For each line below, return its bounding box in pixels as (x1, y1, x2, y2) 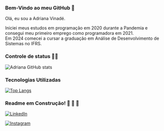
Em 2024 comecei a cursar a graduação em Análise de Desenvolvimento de (5, 35, 159, 41)
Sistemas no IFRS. (5, 41, 42, 47)
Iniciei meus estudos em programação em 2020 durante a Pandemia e (5, 25, 148, 31)
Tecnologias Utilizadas (5, 76, 61, 83)
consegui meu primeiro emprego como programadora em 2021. (5, 30, 134, 36)
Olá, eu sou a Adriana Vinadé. (5, 16, 66, 22)
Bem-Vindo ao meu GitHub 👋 (5, 4, 75, 11)
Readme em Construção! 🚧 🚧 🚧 (5, 100, 80, 106)
